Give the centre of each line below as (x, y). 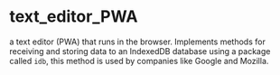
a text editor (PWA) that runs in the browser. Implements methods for (138, 42)
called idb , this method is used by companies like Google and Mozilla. (139, 61)
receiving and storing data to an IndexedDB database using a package (140, 51)
